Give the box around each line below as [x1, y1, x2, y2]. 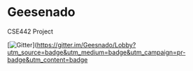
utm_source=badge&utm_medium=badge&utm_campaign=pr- [7, 48, 186, 56]
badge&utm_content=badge [7, 55, 88, 63]
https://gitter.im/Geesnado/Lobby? [36, 40, 136, 49]
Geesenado [7, 4, 76, 20]
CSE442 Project [7, 27, 54, 35]
